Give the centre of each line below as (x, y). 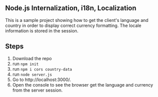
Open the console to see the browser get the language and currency (83, 85)
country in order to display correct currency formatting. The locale (73, 25)
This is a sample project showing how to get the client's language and (77, 20)
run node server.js (32, 74)
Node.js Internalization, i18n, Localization (71, 8)
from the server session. (37, 90)
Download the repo (32, 58)
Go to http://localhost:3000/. (42, 80)
